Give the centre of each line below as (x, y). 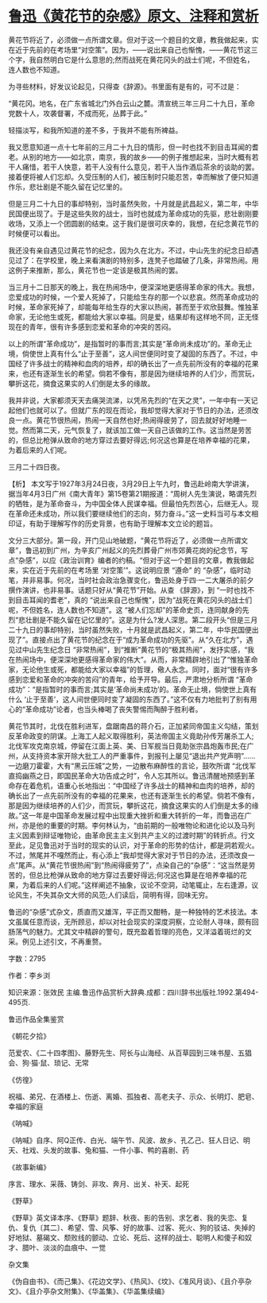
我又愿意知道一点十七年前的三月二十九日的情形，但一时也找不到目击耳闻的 (130, 147)
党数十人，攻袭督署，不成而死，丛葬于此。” (78, 113)
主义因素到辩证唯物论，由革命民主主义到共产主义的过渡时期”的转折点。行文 (132, 835)
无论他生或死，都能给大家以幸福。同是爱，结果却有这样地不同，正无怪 (144, 317)
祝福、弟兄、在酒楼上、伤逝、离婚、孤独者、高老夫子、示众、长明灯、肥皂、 (133, 1096)
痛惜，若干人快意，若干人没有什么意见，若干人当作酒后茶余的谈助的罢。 (140, 167)
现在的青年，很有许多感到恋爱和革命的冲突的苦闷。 (92, 327)
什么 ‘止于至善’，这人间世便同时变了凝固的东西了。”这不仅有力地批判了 (122, 699)
